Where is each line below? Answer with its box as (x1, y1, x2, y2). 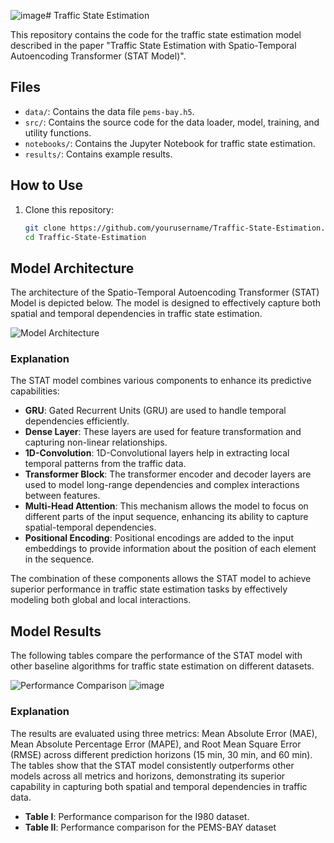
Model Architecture (10, 260, 135, 277)
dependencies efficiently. (24, 415, 130, 427)
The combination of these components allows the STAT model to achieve (10, 573, 312, 585)
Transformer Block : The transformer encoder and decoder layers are (24, 468, 312, 480)
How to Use (10, 177, 84, 194)
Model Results (10, 623, 102, 640)
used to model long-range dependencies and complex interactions (24, 479, 300, 491)
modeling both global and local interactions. (10, 594, 192, 606)
